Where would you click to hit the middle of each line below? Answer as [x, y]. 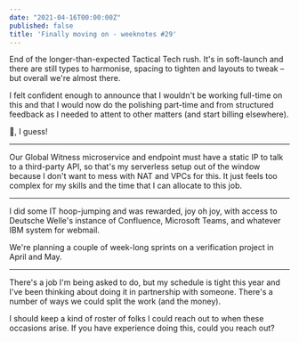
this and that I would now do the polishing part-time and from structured [141, 105]
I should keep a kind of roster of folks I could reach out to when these [137, 319]
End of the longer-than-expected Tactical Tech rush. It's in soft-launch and [146, 60]
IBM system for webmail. [55, 230]
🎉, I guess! [28, 132]
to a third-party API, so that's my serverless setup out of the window [135, 167]
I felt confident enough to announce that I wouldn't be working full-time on [146, 95]
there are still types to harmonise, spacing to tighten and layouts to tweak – [147, 69]
